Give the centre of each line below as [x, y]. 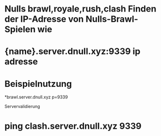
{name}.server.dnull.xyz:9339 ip [72, 51]
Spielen [20, 29]
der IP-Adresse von [44, 19]
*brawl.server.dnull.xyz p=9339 [36, 97]
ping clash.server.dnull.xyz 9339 [73, 126]
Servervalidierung [22, 107]
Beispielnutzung [38, 84]
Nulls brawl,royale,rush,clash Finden [80, 9]
